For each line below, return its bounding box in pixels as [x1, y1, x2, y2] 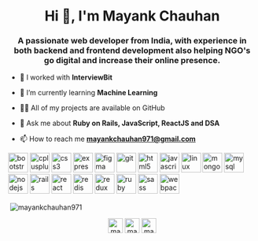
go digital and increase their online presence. [43, 55, 221, 66]
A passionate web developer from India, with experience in [17, 35, 247, 46]
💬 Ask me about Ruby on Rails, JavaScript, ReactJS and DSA [19, 118, 220, 128]
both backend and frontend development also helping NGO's [13, 45, 251, 56]
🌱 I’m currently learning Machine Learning [19, 88, 158, 98]
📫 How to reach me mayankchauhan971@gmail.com [19, 134, 197, 144]
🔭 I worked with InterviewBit [19, 72, 112, 82]
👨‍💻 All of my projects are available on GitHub [19, 103, 165, 113]
